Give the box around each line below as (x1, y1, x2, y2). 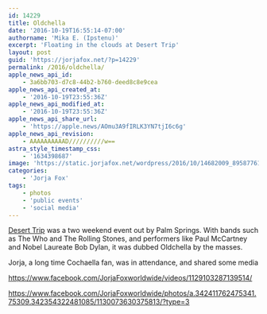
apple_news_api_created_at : (8, 85, 102, 94)
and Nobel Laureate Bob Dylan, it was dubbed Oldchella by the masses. (8, 242, 243, 252)
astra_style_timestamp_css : (8, 145, 102, 153)
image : (8, 160, 30, 168)
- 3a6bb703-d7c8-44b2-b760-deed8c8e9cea (22, 78, 158, 86)
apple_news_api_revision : (8, 130, 94, 138)
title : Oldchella (8, 19, 66, 27)
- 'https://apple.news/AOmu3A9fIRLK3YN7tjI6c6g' (22, 122, 187, 130)
